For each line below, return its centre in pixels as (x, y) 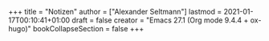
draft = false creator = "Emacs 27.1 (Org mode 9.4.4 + (160, 20)
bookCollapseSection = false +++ (88, 29)
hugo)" (20, 29)
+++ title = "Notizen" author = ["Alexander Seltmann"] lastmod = (115, 12)
